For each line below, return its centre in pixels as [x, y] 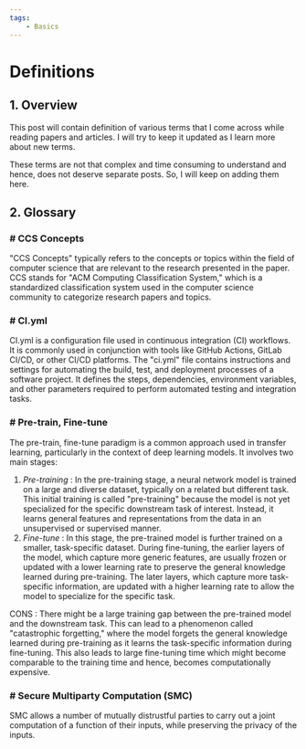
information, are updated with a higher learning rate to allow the [174, 586]
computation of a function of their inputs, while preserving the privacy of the [153, 725]
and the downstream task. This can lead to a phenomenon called [132, 623]
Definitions [53, 72]
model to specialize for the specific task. [99, 596]
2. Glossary [43, 212]
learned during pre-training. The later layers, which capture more [145, 576]
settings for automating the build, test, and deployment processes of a [142, 370]
